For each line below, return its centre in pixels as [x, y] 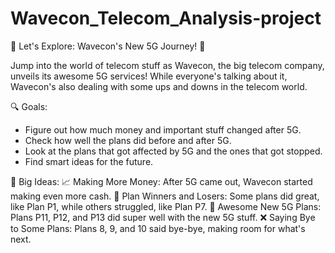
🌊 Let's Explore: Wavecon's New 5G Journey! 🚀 [108, 46]
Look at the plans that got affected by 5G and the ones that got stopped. [173, 151]
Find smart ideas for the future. [89, 161]
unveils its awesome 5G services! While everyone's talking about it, [149, 76]
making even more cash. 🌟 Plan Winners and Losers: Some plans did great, [165, 196]
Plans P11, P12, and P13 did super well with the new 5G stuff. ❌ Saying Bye [163, 217]
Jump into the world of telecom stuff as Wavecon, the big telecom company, [167, 65]
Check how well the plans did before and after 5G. [128, 140]
